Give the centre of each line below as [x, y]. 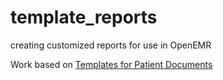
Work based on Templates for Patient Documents [111, 64]
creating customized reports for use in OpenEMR [111, 45]
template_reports [84, 17]
